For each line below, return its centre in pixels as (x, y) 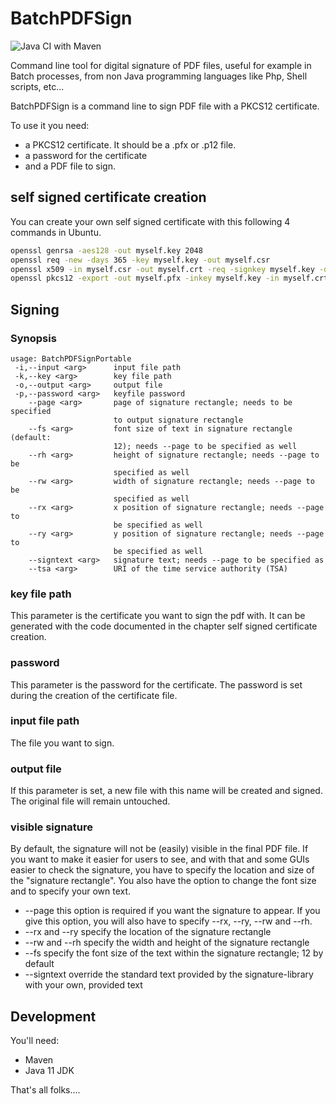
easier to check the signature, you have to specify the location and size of (162, 870)
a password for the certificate (86, 155)
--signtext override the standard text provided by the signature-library (169, 974)
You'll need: (35, 1041)
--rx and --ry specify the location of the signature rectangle (148, 932)
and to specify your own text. (71, 891)
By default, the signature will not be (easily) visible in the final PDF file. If (159, 849)
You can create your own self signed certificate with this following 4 (150, 221)
